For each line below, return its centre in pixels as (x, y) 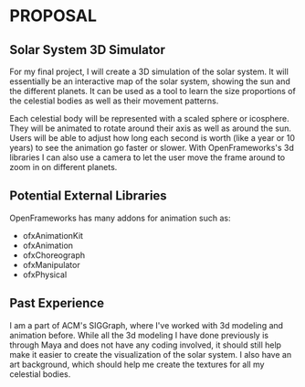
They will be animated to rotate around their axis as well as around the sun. (151, 128)
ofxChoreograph (54, 255)
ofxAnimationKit (53, 235)
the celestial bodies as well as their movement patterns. (114, 101)
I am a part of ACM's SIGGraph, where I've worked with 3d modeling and (147, 325)
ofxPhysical (45, 274)
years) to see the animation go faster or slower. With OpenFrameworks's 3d (152, 148)
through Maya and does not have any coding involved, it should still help (145, 345)
